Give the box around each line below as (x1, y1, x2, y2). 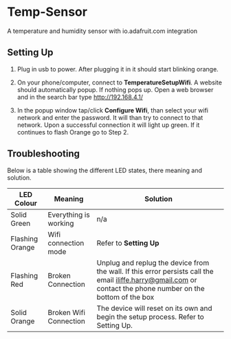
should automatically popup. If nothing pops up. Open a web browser (16, 85, 214, 93)
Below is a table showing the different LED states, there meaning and (7, 166, 203, 174)
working (47, 218, 74, 228)
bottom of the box (96, 292, 155, 302)
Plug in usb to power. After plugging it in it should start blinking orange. (16, 65, 219, 73)
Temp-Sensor (7, 4, 88, 20)
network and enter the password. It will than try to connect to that (16, 113, 203, 121)
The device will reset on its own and (96, 303, 212, 313)
